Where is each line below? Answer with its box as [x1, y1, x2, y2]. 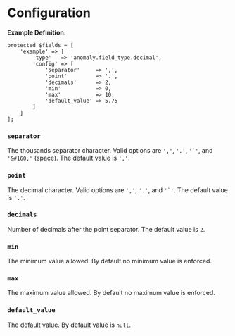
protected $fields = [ [7, 42, 74, 49]
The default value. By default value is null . [7, 321, 132, 329]
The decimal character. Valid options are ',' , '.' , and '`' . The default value [7, 185, 229, 194]
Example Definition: [7, 28, 67, 37]
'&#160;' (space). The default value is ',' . [7, 154, 130, 163]
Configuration [7, 5, 91, 21]
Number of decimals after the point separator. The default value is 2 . [7, 225, 205, 233]
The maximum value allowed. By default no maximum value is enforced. [7, 289, 216, 297]
